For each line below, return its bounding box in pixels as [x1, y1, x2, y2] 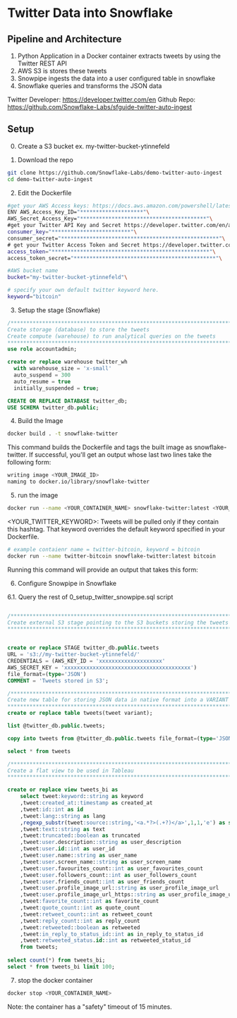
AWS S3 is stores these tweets [17, 67, 107, 75]
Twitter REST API [17, 59, 67, 68]
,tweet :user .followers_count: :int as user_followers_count [20, 871, 197, 878]
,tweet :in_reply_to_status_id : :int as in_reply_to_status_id [20, 931, 203, 938]
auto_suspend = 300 [13, 372, 71, 379]
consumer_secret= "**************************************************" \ [7, 235, 226, 242]
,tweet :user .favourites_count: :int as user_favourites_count [20, 865, 203, 872]
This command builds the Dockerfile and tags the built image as [7, 443, 193, 452]
